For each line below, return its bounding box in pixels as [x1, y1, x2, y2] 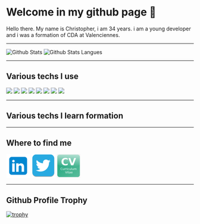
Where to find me [6, 138, 72, 148]
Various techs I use [6, 71, 79, 82]
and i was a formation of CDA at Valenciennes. [6, 31, 120, 38]
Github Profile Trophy [6, 195, 87, 205]
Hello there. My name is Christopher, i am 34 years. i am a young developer [6, 25, 192, 32]
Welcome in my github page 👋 [6, 5, 157, 19]
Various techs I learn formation [6, 111, 124, 121]
